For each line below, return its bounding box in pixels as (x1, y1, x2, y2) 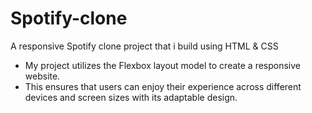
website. (24, 70, 61, 82)
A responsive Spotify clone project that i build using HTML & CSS (10, 40, 279, 52)
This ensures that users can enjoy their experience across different (24, 80, 302, 92)
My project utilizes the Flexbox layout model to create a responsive (24, 59, 302, 71)
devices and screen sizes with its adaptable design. (24, 91, 238, 103)
